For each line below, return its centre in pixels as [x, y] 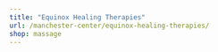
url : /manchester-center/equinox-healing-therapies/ [109, 26]
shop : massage [36, 33]
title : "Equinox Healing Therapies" [77, 17]
